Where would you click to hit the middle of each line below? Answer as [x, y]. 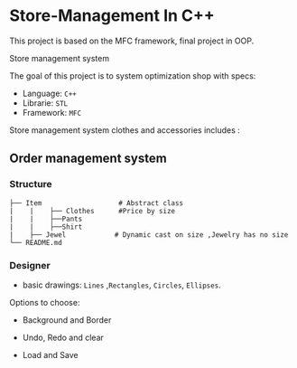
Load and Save [50, 354]
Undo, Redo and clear [63, 337]
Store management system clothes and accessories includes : [125, 130]
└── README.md [36, 242]
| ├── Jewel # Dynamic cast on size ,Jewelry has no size [149, 235]
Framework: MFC [52, 112]
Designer [30, 265]
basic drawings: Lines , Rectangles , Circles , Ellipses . [121, 285]
